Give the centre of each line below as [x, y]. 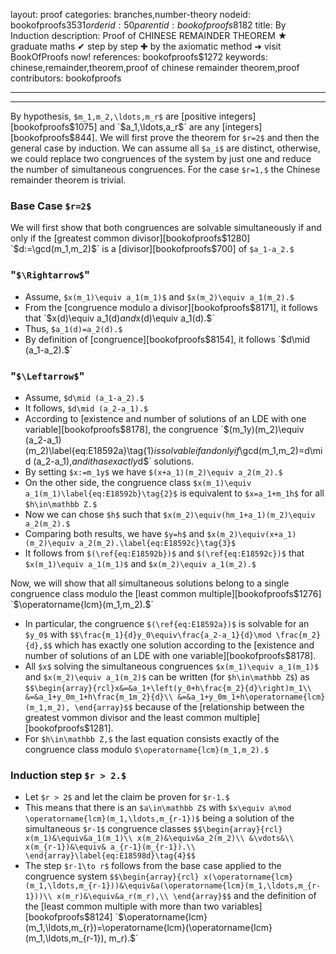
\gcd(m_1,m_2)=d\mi [281, 450]
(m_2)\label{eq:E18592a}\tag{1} [89, 450]
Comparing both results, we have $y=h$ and [114, 533]
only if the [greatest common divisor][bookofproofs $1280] [130, 238]
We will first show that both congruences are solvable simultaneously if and [166, 228]
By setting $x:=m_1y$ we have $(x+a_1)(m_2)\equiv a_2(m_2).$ [153, 471]
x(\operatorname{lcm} [248, 877]
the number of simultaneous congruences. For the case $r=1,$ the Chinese [165, 169]
